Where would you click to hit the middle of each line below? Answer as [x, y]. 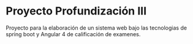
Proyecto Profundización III [76, 11]
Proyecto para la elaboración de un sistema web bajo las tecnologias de [96, 28]
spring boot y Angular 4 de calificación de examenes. [73, 34]
